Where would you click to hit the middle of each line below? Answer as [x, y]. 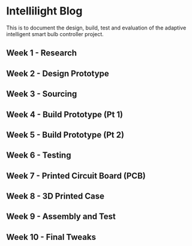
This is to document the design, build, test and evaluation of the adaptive [96, 28]
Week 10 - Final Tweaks [51, 237]
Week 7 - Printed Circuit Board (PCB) [76, 176]
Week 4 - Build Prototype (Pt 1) [65, 115]
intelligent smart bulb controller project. [55, 34]
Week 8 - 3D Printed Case [55, 196]
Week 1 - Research [41, 53]
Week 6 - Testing [39, 155]
